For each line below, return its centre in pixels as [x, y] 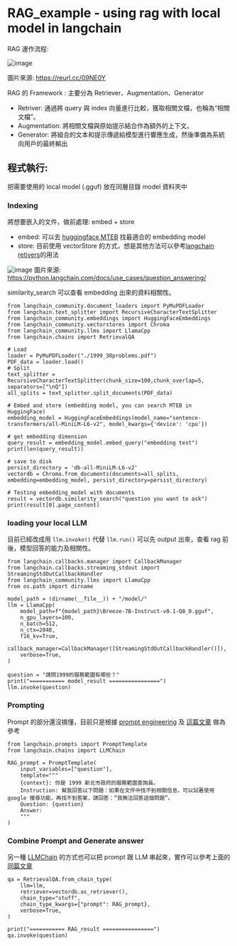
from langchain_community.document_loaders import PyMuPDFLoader [106, 306]
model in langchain [65, 28]
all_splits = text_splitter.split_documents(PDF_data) [90, 393]
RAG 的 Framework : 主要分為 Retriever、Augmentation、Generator [106, 92]
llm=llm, [33, 886]
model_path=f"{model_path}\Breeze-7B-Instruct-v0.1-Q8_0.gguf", [117, 612]
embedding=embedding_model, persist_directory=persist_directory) [108, 480]
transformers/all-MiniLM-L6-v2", [57, 425]
